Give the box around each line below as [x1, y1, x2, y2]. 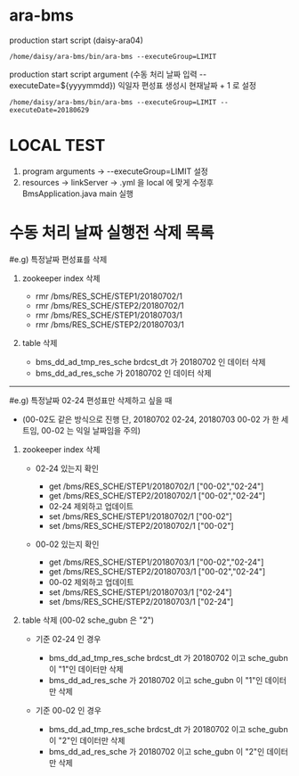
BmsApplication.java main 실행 [21, 188, 133, 199]
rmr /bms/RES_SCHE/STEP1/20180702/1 [35, 291, 182, 301]
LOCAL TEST [9, 136, 106, 156]
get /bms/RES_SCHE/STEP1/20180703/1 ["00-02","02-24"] [48, 557, 264, 567]
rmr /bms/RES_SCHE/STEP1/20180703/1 [35, 310, 182, 320]
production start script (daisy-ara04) [9, 35, 144, 45]
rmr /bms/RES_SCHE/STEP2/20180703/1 [35, 318, 184, 330]
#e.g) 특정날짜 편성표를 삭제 [9, 253, 108, 264]
